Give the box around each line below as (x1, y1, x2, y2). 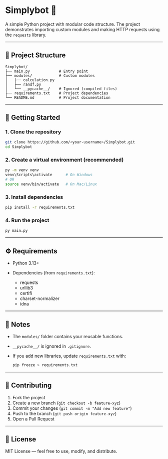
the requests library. (5, 32, 46, 38)
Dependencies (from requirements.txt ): (12, 270, 95, 276)
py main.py (5, 228, 28, 233)
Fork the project (12, 394, 46, 400)
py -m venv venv (5, 168, 39, 173)
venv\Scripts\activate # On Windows (5, 173, 93, 178)
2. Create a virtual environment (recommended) (5, 157, 124, 164)
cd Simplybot (5, 144, 32, 149)
